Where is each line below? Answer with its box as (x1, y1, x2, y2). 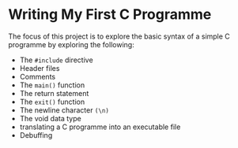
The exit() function (19, 97, 85, 106)
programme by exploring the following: (8, 39, 134, 49)
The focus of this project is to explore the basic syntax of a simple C (8, 31, 231, 41)
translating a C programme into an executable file (19, 122, 181, 131)
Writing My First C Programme (8, 6, 212, 24)
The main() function (19, 80, 85, 90)
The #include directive (19, 55, 93, 65)
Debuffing (19, 130, 53, 139)
